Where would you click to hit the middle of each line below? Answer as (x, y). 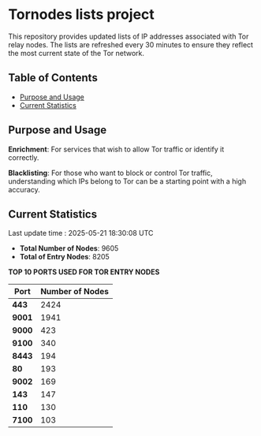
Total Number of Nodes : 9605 (69, 248)
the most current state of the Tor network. (76, 53)
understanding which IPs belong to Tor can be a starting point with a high (127, 181)
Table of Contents (53, 78)
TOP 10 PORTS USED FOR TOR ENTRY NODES (84, 272)
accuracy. (24, 189)
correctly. (24, 157)
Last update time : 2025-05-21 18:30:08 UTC (81, 233)
